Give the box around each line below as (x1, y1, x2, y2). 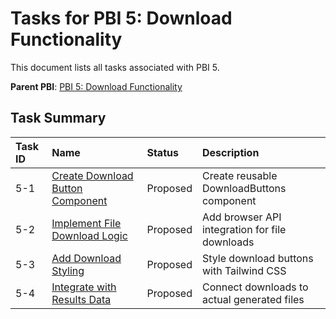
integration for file (201, 222, 287, 236)
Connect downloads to (201, 280, 309, 294)
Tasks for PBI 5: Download (10, 7, 233, 30)
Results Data (51, 292, 112, 306)
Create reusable (201, 168, 278, 182)
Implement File (51, 216, 122, 230)
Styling (51, 263, 85, 277)
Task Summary (10, 110, 107, 127)
